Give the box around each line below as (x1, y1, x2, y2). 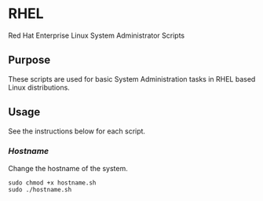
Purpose (8, 53, 51, 67)
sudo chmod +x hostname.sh (8, 178, 97, 187)
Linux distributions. (8, 82, 71, 92)
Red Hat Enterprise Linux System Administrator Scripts (8, 31, 185, 40)
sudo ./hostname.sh (8, 185, 72, 193)
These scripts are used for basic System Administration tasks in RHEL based (8, 74, 256, 83)
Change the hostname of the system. (8, 163, 128, 173)
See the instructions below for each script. (8, 126, 146, 136)
